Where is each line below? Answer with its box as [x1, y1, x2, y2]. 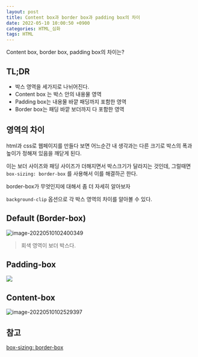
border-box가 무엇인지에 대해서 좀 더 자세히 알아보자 [6, 182, 131, 190]
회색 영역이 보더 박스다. [20, 241, 76, 249]
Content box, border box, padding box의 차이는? [6, 49, 125, 56]
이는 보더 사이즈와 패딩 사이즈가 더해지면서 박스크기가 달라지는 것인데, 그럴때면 [6, 162, 191, 169]
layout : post [6, 8, 39, 15]
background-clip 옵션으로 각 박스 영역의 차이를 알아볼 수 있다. [6, 195, 152, 202]
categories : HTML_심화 [6, 25, 61, 32]
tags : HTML [6, 31, 34, 37]
